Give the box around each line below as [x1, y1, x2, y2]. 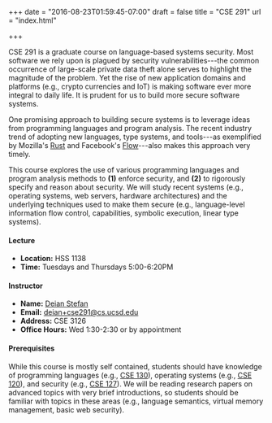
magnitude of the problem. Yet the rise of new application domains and [8, 73, 246, 82]
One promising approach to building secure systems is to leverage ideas [8, 115, 250, 124]
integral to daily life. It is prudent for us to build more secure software [8, 90, 240, 100]
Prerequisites [8, 343, 55, 353]
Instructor [8, 281, 43, 290]
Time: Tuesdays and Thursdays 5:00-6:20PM [19, 262, 174, 272]
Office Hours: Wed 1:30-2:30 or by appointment [19, 325, 182, 334]
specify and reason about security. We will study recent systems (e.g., [8, 182, 244, 192]
